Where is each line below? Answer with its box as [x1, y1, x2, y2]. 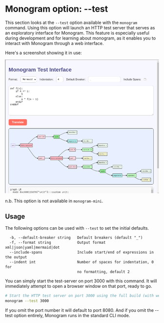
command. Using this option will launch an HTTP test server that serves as [5, 24, 155, 30]
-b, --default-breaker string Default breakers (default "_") [9, 236, 143, 240]
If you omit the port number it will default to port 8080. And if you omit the [5, 307, 154, 313]
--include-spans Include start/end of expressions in [9, 250, 154, 255]
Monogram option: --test [5, 3, 108, 15]
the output [5, 255, 27, 260]
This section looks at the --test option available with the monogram [5, 20, 138, 25]
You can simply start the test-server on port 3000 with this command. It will [5, 278, 157, 284]
